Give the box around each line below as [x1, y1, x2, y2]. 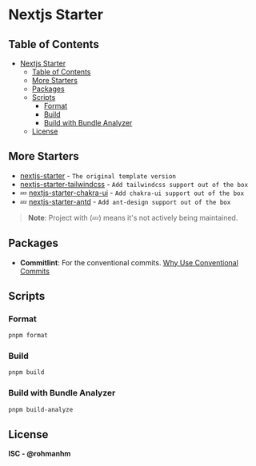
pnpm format [8, 332, 48, 340]
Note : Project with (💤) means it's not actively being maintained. [27, 213, 238, 222]
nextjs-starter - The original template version [19, 170, 176, 181]
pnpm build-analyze [8, 405, 74, 413]
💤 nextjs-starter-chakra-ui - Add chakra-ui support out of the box [19, 188, 245, 197]
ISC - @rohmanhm [8, 449, 71, 459]
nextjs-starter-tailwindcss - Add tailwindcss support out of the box [19, 179, 249, 189]
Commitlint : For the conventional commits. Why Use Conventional [19, 257, 238, 267]
